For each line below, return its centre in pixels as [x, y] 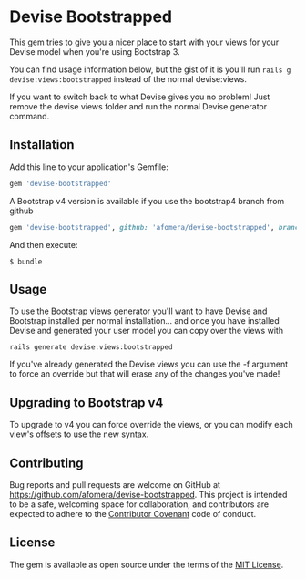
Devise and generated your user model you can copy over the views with [147, 331]
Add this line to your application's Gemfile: [89, 167]
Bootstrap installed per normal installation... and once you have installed [144, 321]
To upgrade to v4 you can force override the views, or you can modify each [151, 425]
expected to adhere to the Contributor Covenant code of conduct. [133, 513]
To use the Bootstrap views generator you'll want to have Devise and [138, 311]
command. [30, 116]
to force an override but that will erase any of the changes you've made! [145, 374]
